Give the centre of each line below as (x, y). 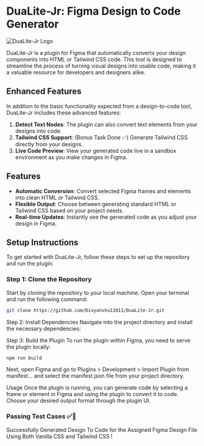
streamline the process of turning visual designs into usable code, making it (101, 66)
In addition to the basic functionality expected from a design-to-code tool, (99, 106)
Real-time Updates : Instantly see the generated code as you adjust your (106, 217)
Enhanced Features (44, 92)
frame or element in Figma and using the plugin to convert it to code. (92, 394)
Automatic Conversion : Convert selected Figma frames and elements (103, 191)
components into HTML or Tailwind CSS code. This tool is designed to (94, 59)
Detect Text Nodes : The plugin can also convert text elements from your (106, 124)
